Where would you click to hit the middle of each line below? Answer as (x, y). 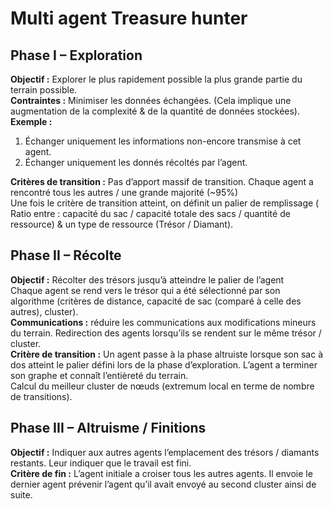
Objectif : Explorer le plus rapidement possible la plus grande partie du (156, 79)
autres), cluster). (44, 311)
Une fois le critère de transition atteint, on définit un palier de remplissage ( (165, 203)
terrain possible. (44, 90)
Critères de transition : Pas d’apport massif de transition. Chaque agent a (162, 181)
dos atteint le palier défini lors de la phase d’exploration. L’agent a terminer (164, 364)
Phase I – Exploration (76, 55)
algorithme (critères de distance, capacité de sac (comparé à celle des (156, 301)
